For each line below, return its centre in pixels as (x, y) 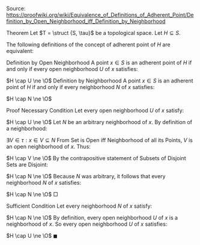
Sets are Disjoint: (27, 165)
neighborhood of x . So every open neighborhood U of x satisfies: (87, 224)
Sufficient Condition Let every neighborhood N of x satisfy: (79, 206)
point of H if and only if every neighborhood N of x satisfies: (80, 87)
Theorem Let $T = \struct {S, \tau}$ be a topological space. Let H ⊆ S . (93, 33)
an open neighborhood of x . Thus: (49, 147)
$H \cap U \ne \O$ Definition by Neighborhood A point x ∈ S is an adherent (100, 81)
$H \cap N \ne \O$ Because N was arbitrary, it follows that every (86, 176)
